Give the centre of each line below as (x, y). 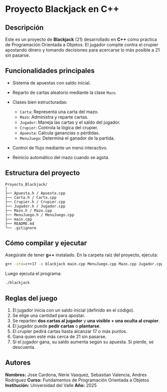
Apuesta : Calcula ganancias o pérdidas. (60, 133)
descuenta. (24, 347)
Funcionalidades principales (50, 71)
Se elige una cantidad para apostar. (49, 315)
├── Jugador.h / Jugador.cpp (35, 206)
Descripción (24, 28)
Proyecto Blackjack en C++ (62, 9)
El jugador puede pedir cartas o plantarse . (56, 326)
